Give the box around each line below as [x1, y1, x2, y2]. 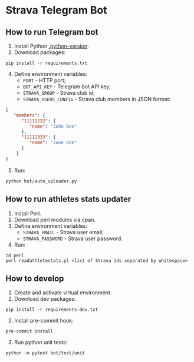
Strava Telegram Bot [5, 4, 107, 17]
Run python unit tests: [14, 339, 68, 346]
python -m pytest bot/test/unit [5, 350, 85, 356]
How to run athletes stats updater [5, 194, 131, 204]
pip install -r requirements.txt [5, 60, 88, 66]
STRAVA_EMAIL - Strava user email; [22, 228, 104, 235]
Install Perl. [14, 210, 42, 217]
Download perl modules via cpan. [14, 216, 96, 223]
